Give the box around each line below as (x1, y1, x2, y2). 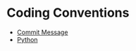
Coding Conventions (6, 5, 130, 21)
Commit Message (16, 28, 68, 36)
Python (16, 35, 38, 43)
